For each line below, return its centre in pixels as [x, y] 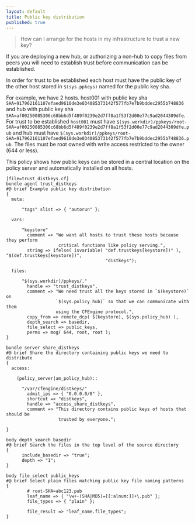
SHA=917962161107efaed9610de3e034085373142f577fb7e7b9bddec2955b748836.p [98, 139]
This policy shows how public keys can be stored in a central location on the [98, 162]
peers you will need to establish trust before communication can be [87, 63]
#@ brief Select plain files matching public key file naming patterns [95, 481]
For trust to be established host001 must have [61, 122]
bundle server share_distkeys [43, 348]
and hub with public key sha [40, 109]
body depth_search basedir [39, 440]
